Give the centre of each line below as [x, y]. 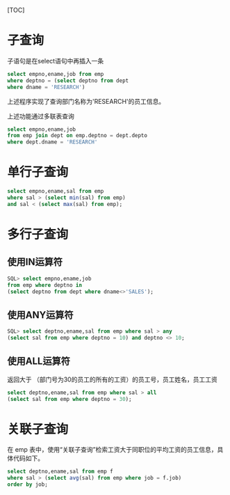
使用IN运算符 [35, 262]
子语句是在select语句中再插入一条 [56, 61]
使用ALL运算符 [39, 361]
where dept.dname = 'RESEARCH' [52, 142]
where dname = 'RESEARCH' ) [46, 87]
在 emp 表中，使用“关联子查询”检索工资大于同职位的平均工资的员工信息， [112, 450]
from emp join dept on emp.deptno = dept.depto [77, 136]
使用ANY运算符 [41, 315]
